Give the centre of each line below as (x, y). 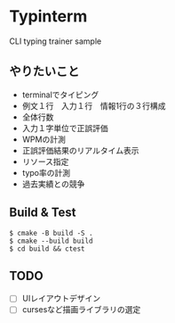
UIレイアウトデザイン (61, 298)
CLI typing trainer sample (56, 41)
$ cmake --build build (51, 241)
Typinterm (48, 17)
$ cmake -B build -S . (51, 233)
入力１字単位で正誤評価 (65, 128)
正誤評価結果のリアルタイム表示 (80, 150)
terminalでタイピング (60, 95)
